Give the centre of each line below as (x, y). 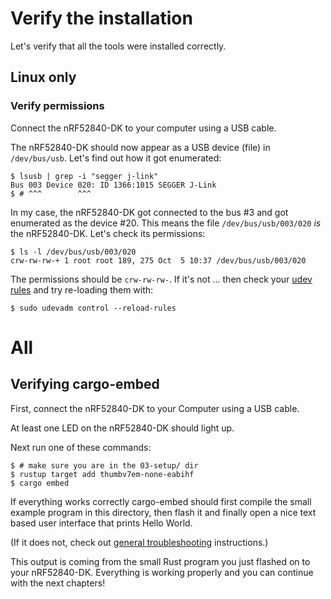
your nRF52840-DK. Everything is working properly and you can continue (162, 572)
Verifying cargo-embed (85, 384)
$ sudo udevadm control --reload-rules (93, 308)
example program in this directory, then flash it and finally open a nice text (163, 512)
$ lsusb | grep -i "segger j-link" (84, 176)
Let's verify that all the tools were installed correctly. (118, 46)
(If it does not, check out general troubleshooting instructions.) (139, 542)
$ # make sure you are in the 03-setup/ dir (104, 465)
